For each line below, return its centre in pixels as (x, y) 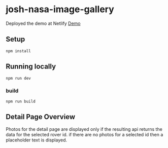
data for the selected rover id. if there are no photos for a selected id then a (85, 134)
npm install (18, 51)
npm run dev (18, 78)
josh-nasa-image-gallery (60, 9)
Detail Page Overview (41, 117)
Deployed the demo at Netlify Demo (43, 23)
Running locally (31, 67)
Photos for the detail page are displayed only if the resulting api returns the (84, 129)
